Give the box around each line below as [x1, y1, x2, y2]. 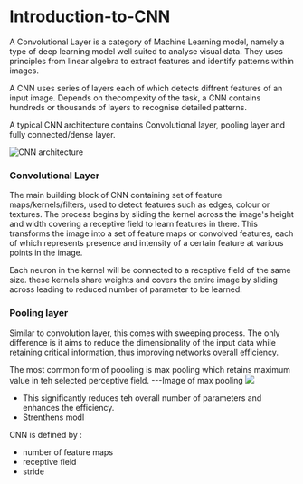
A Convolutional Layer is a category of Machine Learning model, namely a [9, 36, 285, 47]
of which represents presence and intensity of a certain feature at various [9, 238, 284, 249]
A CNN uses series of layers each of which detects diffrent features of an [9, 82, 283, 93]
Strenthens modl [22, 412, 85, 422]
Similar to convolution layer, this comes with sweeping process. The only [9, 327, 280, 338]
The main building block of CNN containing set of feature [9, 190, 223, 201]
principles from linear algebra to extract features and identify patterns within [9, 55, 294, 66]
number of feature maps [22, 446, 114, 458]
